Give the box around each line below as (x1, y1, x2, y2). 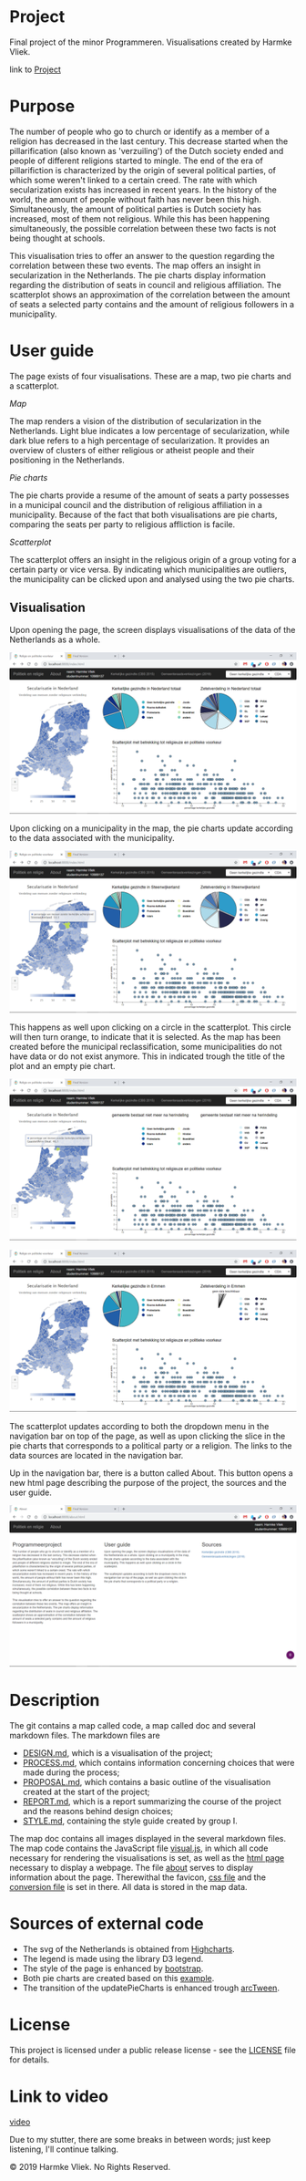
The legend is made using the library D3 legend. (22, 1954, 204, 1964)
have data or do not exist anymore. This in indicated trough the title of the (9, 1051, 285, 1062)
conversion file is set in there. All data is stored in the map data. (9, 1882, 248, 1893)
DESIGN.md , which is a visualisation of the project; (22, 1748, 213, 1759)
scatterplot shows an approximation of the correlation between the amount (9, 289, 291, 300)
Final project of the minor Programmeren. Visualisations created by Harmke (9, 36, 292, 47)
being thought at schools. (9, 233, 106, 244)
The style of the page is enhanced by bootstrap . (22, 1963, 204, 1974)
